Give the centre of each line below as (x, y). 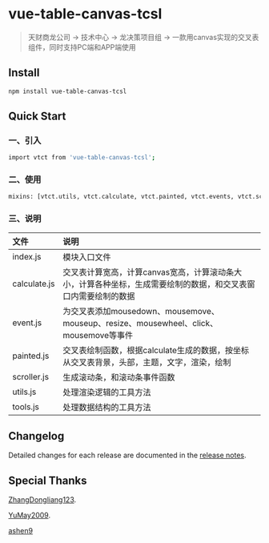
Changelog (36, 436)
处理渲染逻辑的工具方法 (107, 392)
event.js (27, 323)
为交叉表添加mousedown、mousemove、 (141, 311)
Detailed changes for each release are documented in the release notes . (127, 455)
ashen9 (21, 531)
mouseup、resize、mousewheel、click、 (141, 323)
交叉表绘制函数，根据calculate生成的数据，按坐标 (156, 350)
